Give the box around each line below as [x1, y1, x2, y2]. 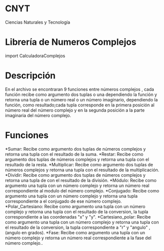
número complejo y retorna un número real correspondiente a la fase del [5, 235, 152, 241]
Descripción [5, 70, 56, 81]
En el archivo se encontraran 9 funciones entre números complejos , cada [5, 86, 154, 92]
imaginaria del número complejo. [5, 112, 71, 118]
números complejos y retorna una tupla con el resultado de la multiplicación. [5, 167, 160, 173]
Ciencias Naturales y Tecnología [5, 19, 70, 25]
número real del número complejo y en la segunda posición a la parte [5, 107, 145, 113]
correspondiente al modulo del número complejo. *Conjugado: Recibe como [5, 188, 160, 193]
